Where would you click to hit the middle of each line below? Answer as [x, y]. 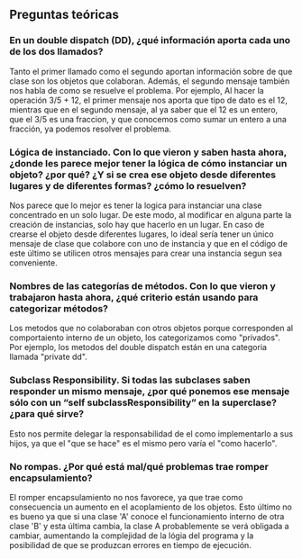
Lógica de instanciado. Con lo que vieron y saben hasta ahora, [148, 152]
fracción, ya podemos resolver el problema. [90, 129]
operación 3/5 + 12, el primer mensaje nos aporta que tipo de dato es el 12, [149, 100]
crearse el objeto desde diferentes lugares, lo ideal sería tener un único [142, 234]
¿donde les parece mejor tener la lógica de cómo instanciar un [148, 163]
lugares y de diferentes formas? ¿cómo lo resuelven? [128, 185]
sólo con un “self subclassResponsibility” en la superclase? [143, 402]
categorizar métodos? [59, 308]
